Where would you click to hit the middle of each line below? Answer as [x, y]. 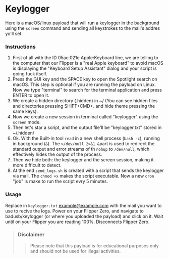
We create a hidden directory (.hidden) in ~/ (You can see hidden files [85, 101]
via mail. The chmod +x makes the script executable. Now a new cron [83, 176]
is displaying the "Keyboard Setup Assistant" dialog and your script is [85, 68]
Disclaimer [31, 235]
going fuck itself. [30, 74]
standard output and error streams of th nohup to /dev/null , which [81, 149]
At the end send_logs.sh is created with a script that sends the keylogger [88, 170]
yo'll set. [14, 33]
